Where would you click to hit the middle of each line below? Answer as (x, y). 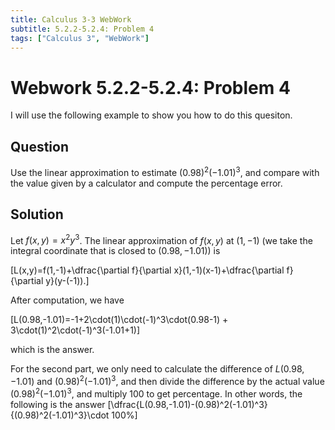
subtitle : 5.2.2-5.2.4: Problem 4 (82, 29)
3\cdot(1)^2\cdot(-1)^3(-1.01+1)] (75, 330)
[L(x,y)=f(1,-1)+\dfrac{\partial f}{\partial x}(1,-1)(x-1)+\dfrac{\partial (147, 270)
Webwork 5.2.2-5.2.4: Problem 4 (150, 87)
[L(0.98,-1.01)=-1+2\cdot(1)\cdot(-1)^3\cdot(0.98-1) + (119, 320)
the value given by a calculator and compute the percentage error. (146, 183)
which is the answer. (52, 350)
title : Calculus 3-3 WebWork (71, 19)
